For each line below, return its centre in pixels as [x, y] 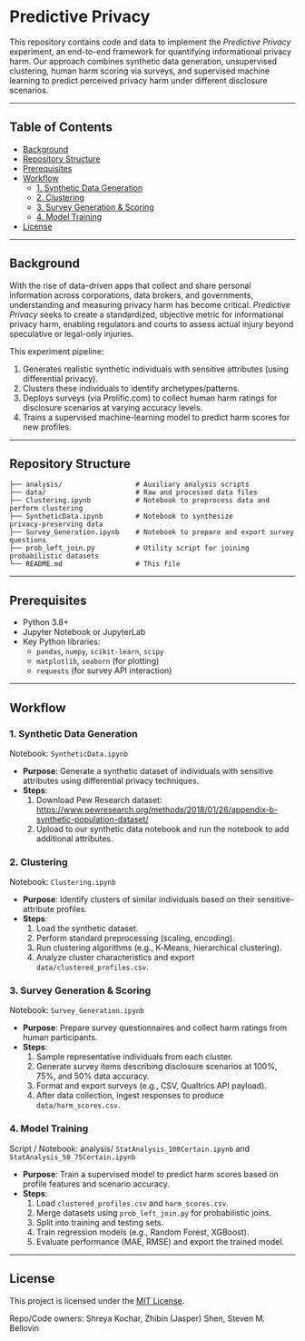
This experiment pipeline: [57, 351]
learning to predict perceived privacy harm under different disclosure [138, 80]
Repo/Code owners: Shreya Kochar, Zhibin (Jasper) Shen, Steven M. [138, 1318]
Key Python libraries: [61, 641]
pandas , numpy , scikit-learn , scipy [100, 651]
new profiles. [47, 427]
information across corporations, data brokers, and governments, [132, 295]
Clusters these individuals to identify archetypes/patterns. [131, 388]
